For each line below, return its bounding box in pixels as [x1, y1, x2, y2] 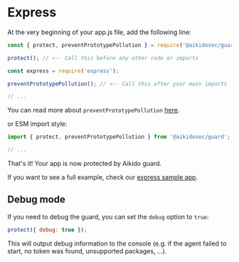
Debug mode [7, 194, 66, 206]
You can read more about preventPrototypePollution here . [7, 106, 180, 115]
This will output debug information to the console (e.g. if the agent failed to [7, 239, 227, 248]
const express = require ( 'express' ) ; [7, 67, 119, 75]
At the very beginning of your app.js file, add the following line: [7, 28, 192, 36]
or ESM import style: [7, 120, 68, 128]
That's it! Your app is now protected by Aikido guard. [7, 159, 162, 168]
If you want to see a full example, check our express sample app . [7, 173, 198, 182]
